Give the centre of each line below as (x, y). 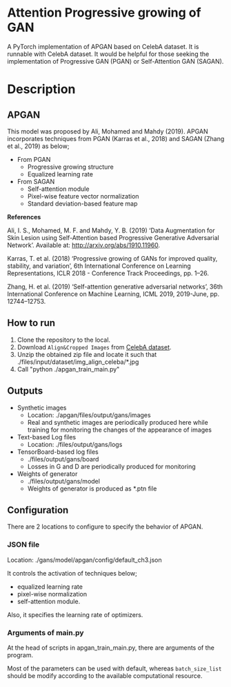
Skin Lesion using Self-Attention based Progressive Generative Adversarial (113, 237)
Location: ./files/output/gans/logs (75, 444)
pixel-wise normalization (52, 594)
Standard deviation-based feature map (82, 203)
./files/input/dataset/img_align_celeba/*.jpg (78, 362)
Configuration (38, 510)
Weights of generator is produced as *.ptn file (92, 488)
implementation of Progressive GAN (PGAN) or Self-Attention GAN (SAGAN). (115, 61)
